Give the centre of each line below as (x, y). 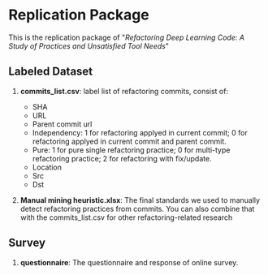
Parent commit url (62, 124)
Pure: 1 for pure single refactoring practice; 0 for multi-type (131, 150)
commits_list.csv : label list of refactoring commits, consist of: (124, 91)
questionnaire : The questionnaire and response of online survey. (129, 262)
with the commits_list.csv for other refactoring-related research (126, 217)
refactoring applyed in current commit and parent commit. (130, 141)
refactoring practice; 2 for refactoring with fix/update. (122, 158)
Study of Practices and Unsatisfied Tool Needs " (89, 45)
